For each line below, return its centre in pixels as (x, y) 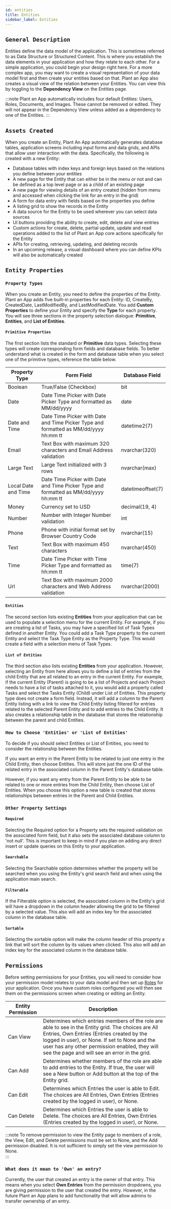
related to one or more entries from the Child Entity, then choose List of (80, 784)
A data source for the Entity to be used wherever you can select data (85, 212)
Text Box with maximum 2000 (77, 580)
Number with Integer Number (76, 515)
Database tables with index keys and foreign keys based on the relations (89, 168)
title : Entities (22, 15)
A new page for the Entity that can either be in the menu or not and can (87, 179)
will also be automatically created (48, 255)
